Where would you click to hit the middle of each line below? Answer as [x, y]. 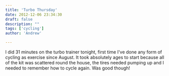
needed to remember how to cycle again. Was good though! [68, 68]
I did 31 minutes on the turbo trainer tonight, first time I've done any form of [84, 52]
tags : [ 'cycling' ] [25, 29]
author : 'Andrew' [24, 33]
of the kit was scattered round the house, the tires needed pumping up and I [85, 63]
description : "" [22, 24]
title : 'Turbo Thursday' [31, 10]
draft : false [19, 19]
